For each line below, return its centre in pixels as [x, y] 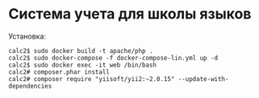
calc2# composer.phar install [59, 72]
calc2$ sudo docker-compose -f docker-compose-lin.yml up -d [113, 58]
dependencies [30, 86]
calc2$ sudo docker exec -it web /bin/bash [83, 65]
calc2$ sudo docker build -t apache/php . [81, 51]
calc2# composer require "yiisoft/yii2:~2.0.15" [92, 79]
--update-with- [203, 79]
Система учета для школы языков [130, 14]
